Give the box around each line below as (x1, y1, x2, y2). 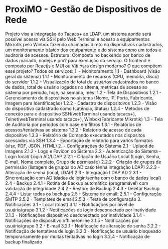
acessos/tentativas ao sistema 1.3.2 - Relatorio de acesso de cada (5, 127, 142, 133)
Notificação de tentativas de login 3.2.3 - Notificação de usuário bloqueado (5, 228, 161, 234)
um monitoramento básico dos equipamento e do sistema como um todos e (5, 47, 161, 53)
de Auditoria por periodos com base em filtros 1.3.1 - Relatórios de (5, 121, 141, 128)
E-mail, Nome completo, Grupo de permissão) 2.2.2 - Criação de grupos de (5, 159, 161, 165)
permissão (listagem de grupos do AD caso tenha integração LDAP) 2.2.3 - (5, 164, 160, 170)
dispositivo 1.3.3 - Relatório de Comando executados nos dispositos (5, 132, 145, 138)
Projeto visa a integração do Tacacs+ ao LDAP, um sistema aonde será (5, 31, 151, 37)
